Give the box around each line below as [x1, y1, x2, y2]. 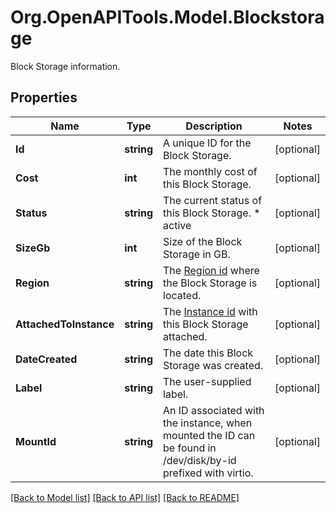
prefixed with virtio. [163, 466, 254, 480]
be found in [163, 441, 217, 455]
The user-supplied [163, 374, 252, 388]
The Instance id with [163, 304, 258, 318]
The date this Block [163, 346, 254, 360]
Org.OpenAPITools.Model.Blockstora [10, 6, 325, 29]
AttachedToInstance [15, 317, 115, 331]
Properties [10, 89, 78, 106]
